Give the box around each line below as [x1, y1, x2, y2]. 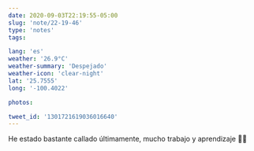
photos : [8, 98, 34, 106]
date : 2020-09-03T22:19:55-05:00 [8, 11, 118, 20]
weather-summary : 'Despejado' [8, 62, 108, 71]
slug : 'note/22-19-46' [8, 19, 83, 27]
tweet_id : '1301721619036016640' [8, 112, 118, 120]
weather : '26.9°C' [8, 55, 69, 63]
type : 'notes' [8, 26, 55, 34]
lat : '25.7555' [8, 76, 58, 85]
